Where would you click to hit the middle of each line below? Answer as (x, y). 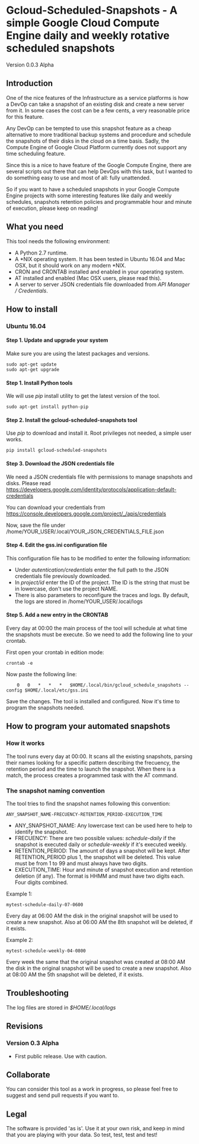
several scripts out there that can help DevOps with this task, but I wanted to (99, 171)
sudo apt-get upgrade (33, 370)
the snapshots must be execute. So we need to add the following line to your (99, 634)
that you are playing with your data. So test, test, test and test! (82, 1135)
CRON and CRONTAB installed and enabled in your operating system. (99, 272)
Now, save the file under (36, 525)
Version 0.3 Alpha (33, 1043)
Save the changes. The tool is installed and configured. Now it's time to (93, 702)
